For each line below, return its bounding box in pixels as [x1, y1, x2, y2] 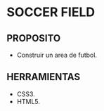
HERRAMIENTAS [6, 71, 81, 83]
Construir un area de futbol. [16, 51, 98, 59]
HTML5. [16, 97, 40, 105]
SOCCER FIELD [6, 4, 96, 20]
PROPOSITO [6, 32, 61, 44]
